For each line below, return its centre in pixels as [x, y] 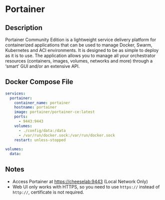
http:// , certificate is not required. [48, 192]
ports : [21, 117]
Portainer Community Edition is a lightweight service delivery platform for [81, 39]
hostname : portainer [35, 107]
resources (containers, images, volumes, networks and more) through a [79, 61]
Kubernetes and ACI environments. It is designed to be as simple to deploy [82, 50]
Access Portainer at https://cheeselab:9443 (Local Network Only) [80, 181]
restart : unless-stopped [40, 140]
